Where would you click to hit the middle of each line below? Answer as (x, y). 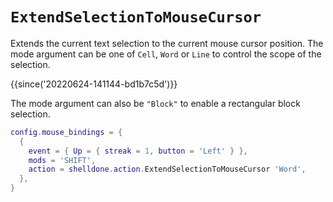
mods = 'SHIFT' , (62, 160)
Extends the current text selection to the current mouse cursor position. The (167, 43)
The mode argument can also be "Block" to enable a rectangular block (155, 103)
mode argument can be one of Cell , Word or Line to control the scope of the (166, 54)
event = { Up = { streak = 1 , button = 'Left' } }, (138, 151)
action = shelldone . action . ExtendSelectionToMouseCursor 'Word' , (167, 169)
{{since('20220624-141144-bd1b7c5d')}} (94, 84)
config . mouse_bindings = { (66, 132)
